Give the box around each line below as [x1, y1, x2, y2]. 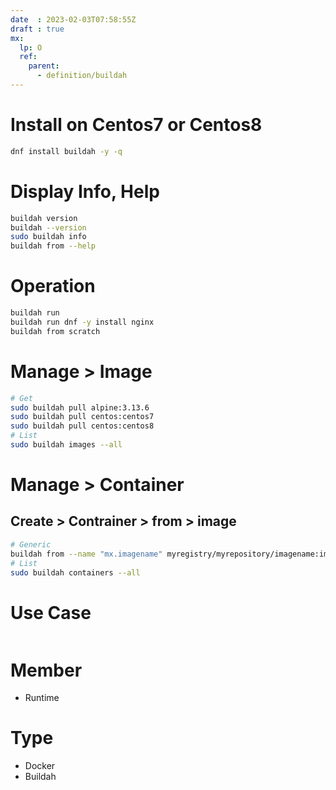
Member [10, 659, 83, 681]
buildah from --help [10, 241, 97, 251]
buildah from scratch [10, 326, 101, 336]
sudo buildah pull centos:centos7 [10, 412, 155, 422]
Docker [24, 760, 56, 772]
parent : [28, 61, 60, 71]
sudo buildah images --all [10, 440, 123, 450]
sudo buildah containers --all [10, 567, 141, 578]
